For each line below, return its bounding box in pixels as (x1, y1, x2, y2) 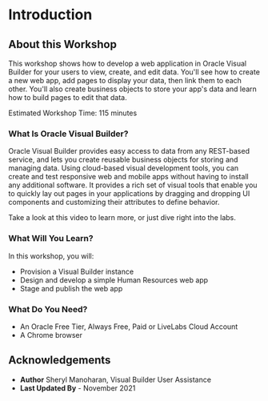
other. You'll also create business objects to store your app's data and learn (8, 84, 258, 94)
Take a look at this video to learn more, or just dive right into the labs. (8, 213, 236, 223)
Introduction (8, 6, 93, 24)
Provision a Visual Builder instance (19, 267, 134, 276)
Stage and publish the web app (19, 283, 123, 293)
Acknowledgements (8, 354, 111, 367)
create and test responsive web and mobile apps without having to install (8, 172, 250, 182)
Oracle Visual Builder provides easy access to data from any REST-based (8, 146, 250, 156)
